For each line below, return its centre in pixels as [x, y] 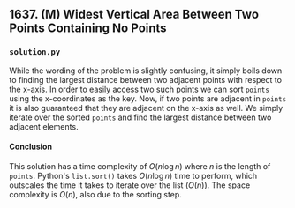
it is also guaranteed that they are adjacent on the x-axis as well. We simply [146, 108]
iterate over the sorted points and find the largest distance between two [140, 117]
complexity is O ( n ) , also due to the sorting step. [96, 194]
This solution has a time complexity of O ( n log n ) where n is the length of [140, 166]
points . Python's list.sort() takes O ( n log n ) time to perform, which [133, 175]
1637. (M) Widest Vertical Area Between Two [134, 15]
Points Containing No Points [88, 29]
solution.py [35, 52]
